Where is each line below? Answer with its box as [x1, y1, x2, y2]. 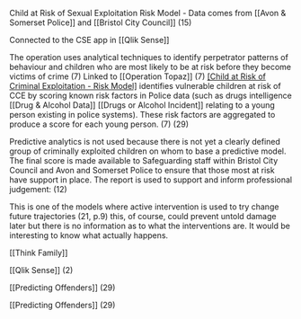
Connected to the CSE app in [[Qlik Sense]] [9, 35, 170, 45]
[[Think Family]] [9, 247, 68, 258]
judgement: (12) [9, 184, 67, 194]
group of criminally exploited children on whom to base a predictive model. [9, 146, 287, 156]
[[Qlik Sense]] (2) [9, 265, 74, 275]
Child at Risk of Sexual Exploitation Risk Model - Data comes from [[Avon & [9, 8, 287, 18]
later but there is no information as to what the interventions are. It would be [9, 220, 290, 231]
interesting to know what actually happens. [9, 230, 169, 241]
